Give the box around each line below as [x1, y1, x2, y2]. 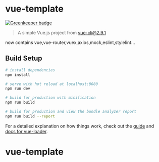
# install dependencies [5, 67, 56, 72]
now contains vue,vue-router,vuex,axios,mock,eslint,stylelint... [5, 39, 135, 46]
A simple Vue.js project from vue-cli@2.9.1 [17, 29, 106, 35]
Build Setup [5, 54, 42, 63]
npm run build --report [5, 113, 56, 119]
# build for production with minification [5, 95, 96, 100]
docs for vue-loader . [5, 128, 48, 134]
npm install [5, 72, 30, 77]
